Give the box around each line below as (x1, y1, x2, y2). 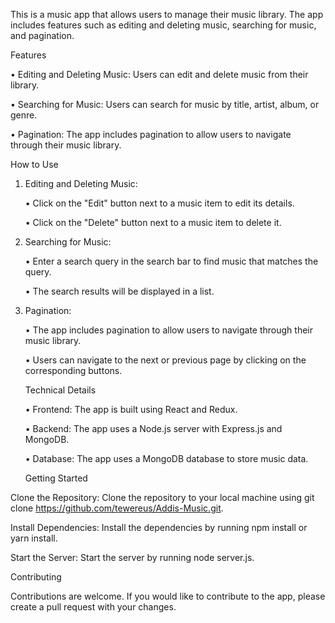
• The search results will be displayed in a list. (24, 285, 215, 297)
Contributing (10, 571, 62, 583)
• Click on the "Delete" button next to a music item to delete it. (24, 217, 282, 228)
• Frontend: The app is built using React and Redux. (24, 404, 238, 415)
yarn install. (10, 532, 58, 544)
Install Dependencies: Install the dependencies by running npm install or (10, 522, 308, 533)
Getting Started (24, 472, 88, 484)
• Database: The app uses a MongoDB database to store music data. (24, 453, 309, 464)
